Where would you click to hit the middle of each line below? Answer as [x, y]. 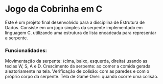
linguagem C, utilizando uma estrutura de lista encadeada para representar [81, 33]
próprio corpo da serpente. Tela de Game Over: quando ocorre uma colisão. [82, 77]
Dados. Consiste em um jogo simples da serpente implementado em [74, 27]
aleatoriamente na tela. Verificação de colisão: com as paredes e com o [77, 71]
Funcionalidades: [26, 50]
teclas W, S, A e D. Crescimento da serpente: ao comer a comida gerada [78, 66]
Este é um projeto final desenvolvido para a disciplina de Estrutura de [75, 22]
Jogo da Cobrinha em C [54, 9]
